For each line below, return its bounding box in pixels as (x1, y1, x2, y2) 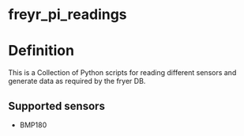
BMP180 (19, 120, 47, 130)
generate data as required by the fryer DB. (8, 77, 146, 86)
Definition (8, 42, 75, 60)
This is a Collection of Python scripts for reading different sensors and (8, 68, 237, 77)
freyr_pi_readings (8, 6, 128, 24)
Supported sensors (8, 99, 105, 112)
